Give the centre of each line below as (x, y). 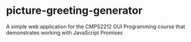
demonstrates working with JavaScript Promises (64, 32)
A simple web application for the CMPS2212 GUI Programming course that (96, 26)
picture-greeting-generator (74, 11)
